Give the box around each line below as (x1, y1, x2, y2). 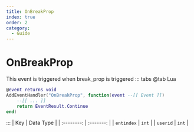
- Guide (11, 31, 31, 37)
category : (6, 25, 31, 31)
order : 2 (6, 19, 28, 25)
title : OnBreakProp (6, 8, 54, 15)
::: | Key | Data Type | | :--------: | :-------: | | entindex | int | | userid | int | (6, 119, 189, 127)
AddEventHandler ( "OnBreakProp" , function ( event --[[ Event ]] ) (6, 92, 165, 98)
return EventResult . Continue (17, 103, 88, 109)
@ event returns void (6, 87, 57, 93)
